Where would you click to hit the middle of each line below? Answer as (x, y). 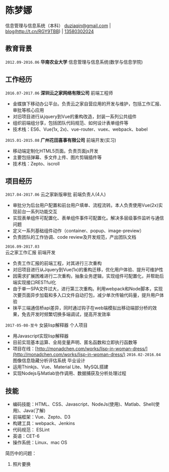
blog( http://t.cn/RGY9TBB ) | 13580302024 (49, 31)
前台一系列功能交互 (37, 212)
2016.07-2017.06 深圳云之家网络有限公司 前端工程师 (59, 93)
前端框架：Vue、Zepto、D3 (42, 417)
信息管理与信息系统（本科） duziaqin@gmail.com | (58, 26)
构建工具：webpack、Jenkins (44, 424)
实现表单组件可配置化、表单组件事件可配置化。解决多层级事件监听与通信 (88, 218)
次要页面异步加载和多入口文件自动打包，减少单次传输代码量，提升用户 (86, 295)
